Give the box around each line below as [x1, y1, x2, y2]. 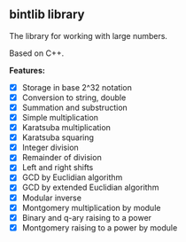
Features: [9, 65, 46, 75]
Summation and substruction [21, 102, 128, 113]
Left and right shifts [21, 162, 94, 173]
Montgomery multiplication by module [21, 202, 161, 213]
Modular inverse [21, 192, 82, 203]
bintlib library [9, 7, 85, 22]
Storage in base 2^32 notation [21, 82, 133, 92]
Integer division [21, 142, 80, 153]
